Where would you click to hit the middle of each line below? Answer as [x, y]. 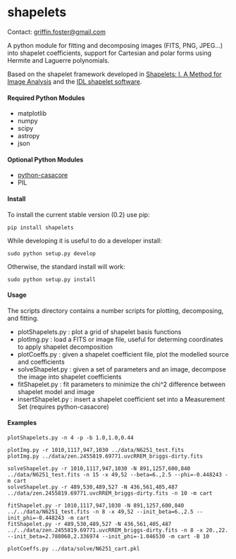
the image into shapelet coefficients [69, 376]
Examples [22, 423]
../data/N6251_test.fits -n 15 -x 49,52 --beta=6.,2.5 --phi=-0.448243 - [118, 474]
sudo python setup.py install [52, 279]
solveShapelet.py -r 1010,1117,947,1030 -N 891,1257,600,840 [99, 468]
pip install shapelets [41, 227]
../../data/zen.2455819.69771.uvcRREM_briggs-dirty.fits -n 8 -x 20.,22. [118, 530]
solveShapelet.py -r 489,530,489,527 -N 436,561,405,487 [93, 487]
